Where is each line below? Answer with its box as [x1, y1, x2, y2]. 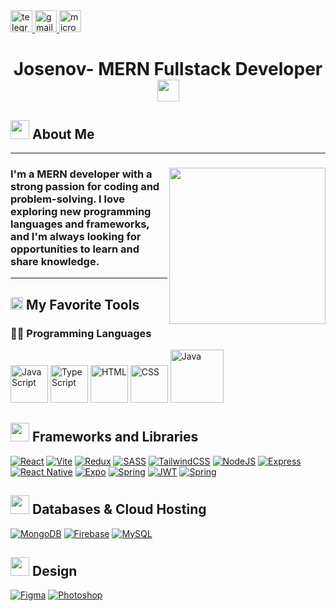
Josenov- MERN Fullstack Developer [13, 58, 323, 81]
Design [31, 563, 78, 579]
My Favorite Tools [25, 296, 140, 313]
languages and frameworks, [10, 217, 150, 231]
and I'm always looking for [10, 229, 142, 243]
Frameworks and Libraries [31, 429, 199, 446]
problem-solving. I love [10, 192, 125, 206]
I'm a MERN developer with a [10, 167, 153, 181]
